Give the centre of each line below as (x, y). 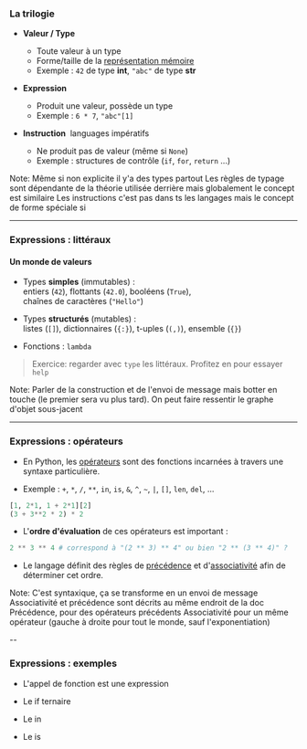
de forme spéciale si (48, 207)
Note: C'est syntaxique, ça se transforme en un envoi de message (134, 593)
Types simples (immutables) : (79, 282)
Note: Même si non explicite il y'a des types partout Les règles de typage (147, 179)
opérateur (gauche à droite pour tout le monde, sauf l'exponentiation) (140, 622)
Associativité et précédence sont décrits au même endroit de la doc (137, 603)
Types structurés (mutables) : (79, 319)
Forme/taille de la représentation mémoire (115, 61)
